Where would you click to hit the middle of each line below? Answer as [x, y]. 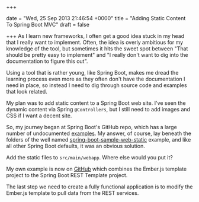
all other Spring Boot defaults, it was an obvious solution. [76, 146]
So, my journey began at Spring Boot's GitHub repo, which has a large [92, 127]
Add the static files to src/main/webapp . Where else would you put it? [89, 157]
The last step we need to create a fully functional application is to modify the [99, 187]
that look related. [27, 92]
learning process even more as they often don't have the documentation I [96, 79]
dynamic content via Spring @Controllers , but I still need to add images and [98, 109]
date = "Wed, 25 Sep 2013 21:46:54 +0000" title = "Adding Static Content [96, 18]
